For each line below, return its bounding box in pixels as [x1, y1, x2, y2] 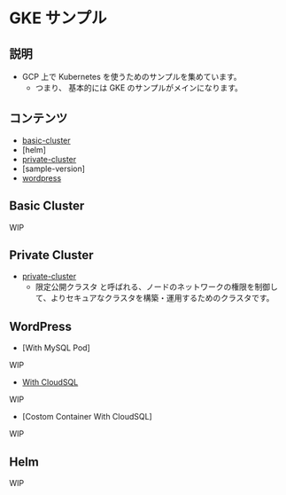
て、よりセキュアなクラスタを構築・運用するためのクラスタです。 [35, 293, 274, 303]
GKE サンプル [9, 8, 107, 28]
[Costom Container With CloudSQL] [21, 412, 152, 422]
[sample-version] [21, 163, 86, 174]
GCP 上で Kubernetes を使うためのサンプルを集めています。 [21, 72, 242, 82]
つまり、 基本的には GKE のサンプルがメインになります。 [35, 82, 243, 93]
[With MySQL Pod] [21, 342, 90, 353]
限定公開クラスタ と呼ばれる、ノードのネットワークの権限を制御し [35, 281, 279, 293]
